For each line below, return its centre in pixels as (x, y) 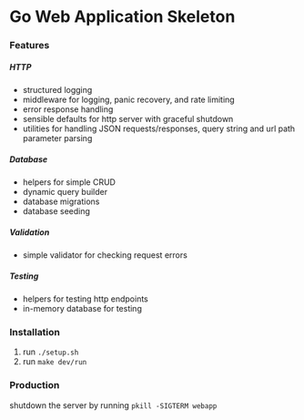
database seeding (56, 211)
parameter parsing (57, 138)
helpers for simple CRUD (69, 182)
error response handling (68, 109)
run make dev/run (55, 362)
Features (30, 46)
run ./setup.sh (51, 352)
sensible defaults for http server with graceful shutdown (128, 119)
